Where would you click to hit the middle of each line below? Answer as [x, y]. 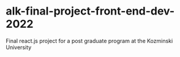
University [19, 47]
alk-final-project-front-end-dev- [90, 11]
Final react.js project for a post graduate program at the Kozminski [89, 41]
